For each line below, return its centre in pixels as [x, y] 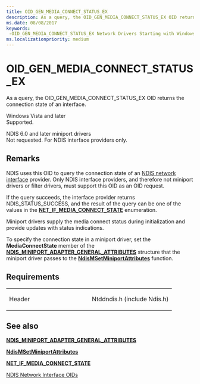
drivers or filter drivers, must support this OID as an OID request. [85, 186]
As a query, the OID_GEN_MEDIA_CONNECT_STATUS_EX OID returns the [95, 98]
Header [20, 299]
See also [22, 326]
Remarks [23, 159]
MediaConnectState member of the [51, 245]
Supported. [20, 122]
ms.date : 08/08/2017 [32, 23]
